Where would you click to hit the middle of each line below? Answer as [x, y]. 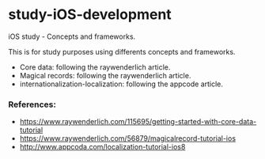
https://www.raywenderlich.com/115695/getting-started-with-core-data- [138, 122]
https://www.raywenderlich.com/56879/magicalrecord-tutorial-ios [127, 138]
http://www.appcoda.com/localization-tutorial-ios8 [102, 147]
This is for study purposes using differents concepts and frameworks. [122, 51]
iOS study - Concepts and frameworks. [72, 36]
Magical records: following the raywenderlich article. [105, 75]
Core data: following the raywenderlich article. [95, 67]
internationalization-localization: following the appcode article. [121, 84]
